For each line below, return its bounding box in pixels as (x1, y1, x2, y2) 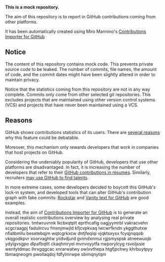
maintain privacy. (5, 76, 40, 83)
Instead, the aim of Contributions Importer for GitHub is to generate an (5, 209, 148, 215)
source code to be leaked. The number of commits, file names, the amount (5, 66, 157, 72)
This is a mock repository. (5, 4, 60, 10)
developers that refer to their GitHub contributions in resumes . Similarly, (5, 169, 151, 175)
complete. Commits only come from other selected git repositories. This (5, 91, 151, 98)
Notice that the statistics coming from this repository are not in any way (5, 86, 150, 92)
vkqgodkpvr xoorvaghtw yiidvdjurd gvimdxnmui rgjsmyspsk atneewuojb (5, 235, 152, 241)
